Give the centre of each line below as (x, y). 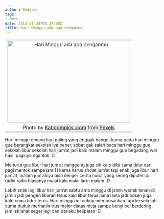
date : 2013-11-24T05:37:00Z (34, 23)
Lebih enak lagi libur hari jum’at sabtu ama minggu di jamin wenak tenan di (80, 190)
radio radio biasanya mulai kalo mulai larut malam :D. (58, 181)
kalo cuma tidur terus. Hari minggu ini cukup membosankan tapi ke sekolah (81, 201)
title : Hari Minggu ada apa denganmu (44, 28)
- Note (12, 19)
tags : (11, 14)
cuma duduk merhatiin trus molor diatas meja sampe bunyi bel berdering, (79, 206)
